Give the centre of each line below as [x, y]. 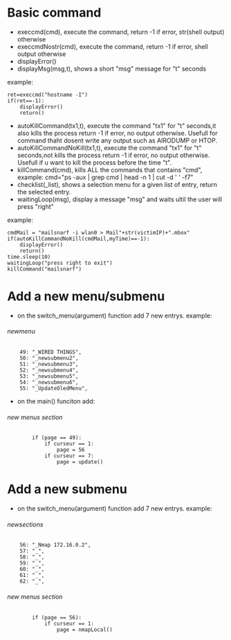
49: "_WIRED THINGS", [50, 352]
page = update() [80, 462]
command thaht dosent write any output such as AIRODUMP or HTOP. [117, 140]
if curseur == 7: [69, 456]
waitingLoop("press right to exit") [60, 263]
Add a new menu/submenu [86, 296]
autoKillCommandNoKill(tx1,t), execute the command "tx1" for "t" [109, 147]
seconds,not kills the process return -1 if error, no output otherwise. [113, 155]
